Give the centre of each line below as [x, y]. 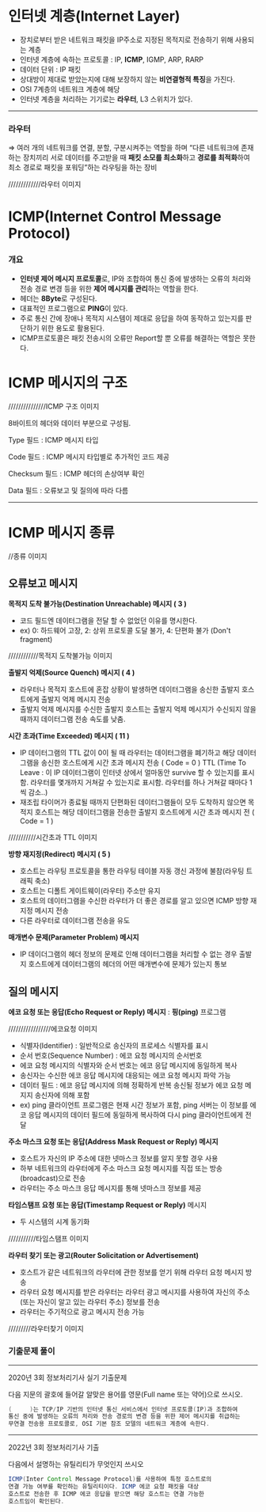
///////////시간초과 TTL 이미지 [53, 838]
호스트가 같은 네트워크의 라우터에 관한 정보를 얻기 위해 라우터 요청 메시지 [131, 1272]
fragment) [36, 640]
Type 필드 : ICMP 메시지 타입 [53, 439]
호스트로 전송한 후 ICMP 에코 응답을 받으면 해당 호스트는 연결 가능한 [106, 1494]
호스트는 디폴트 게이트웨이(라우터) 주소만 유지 [90, 891]
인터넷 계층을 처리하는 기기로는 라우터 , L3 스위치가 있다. [106, 99]
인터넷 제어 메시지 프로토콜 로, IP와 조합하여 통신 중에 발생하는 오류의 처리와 [135, 279]
